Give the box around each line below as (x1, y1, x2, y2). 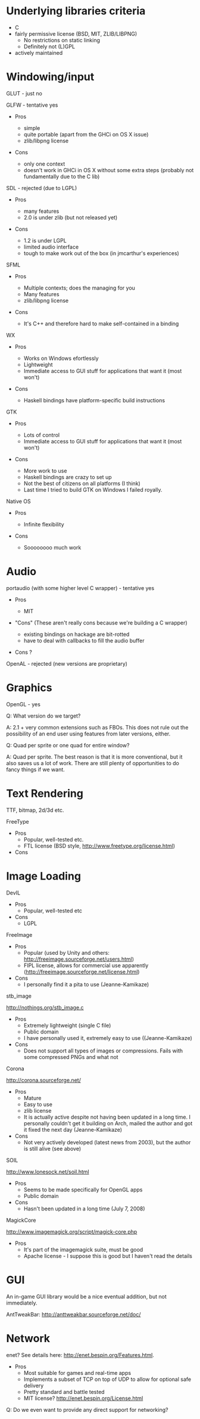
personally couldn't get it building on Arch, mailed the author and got (23, 1119, 193, 1127)
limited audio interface (23, 243, 79, 250)
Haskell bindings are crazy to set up (23, 473, 112, 480)
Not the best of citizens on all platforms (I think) (23, 480, 141, 487)
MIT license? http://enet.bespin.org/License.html (23, 1395, 143, 1402)
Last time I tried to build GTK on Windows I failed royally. (23, 486, 162, 493)
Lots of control (23, 431, 60, 439)
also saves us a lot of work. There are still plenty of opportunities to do (6, 759, 180, 766)
